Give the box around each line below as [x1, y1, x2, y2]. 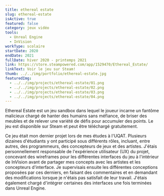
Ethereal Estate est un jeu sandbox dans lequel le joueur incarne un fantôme [5, 108, 159, 114]
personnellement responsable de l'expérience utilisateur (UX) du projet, [5, 149, 150, 155]
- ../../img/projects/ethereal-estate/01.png [9, 80, 105, 85]
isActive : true [5, 16, 36, 21]
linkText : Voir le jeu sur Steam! [5, 67, 76, 72]
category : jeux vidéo [5, 26, 50, 31]
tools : [5, 30, 19, 35]
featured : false [5, 21, 38, 26]
